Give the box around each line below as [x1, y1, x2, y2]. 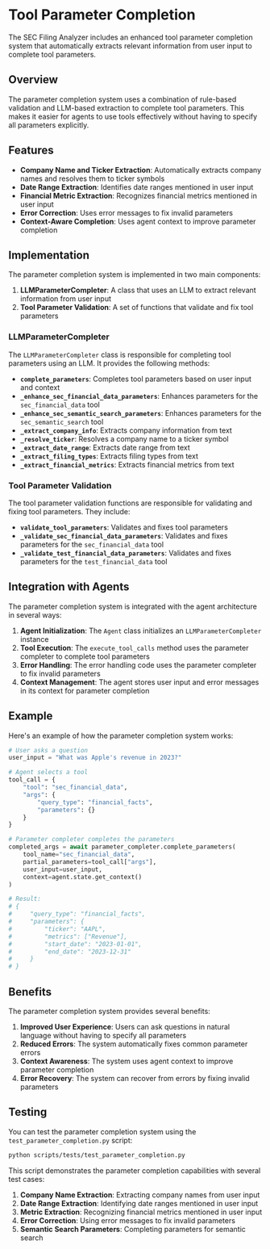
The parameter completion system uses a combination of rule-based [8, 94, 237, 104]
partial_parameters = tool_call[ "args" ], [23, 857, 157, 865]
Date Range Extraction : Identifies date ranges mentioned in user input [19, 182, 254, 191]
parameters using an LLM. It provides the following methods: [8, 358, 210, 368]
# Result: [8, 895, 42, 903]
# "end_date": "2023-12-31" [8, 947, 131, 956]
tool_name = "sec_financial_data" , [23, 850, 135, 859]
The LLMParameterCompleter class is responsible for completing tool [8, 350, 231, 359]
